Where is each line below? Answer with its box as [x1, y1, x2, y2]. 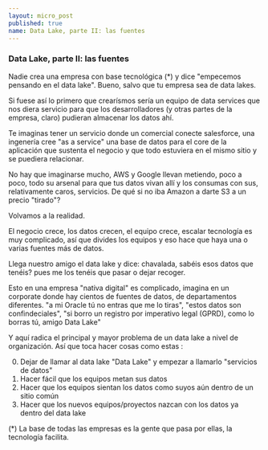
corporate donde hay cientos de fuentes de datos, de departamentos [8, 291, 237, 301]
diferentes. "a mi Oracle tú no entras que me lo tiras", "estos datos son [8, 300, 242, 309]
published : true [8, 19, 63, 27]
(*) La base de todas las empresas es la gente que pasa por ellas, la [8, 423, 233, 433]
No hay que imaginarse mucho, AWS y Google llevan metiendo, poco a [8, 170, 242, 179]
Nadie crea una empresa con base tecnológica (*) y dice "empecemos [8, 72, 242, 81]
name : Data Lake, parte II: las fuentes [8, 27, 146, 35]
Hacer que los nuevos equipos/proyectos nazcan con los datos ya [19, 399, 239, 409]
